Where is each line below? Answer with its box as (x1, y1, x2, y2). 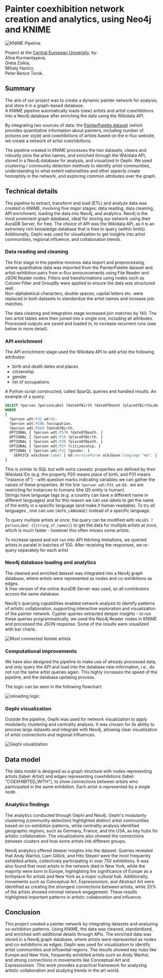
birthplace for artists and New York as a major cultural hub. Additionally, (5, 873, 149, 879)
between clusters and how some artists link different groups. (5, 838, 127, 844)
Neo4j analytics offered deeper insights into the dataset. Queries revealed (5, 848, 153, 853)
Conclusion (5, 908, 41, 916)
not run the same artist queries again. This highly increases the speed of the (5, 669, 158, 675)
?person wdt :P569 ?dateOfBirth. (9, 426, 75, 431)
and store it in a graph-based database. (5, 102, 84, 108)
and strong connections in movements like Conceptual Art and (5, 957, 130, 963)
